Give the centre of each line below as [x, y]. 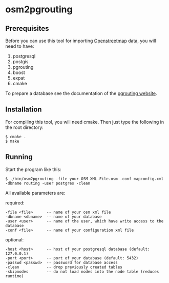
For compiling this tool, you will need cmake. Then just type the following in [85, 122]
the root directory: [24, 127]
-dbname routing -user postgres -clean [48, 183]
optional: [15, 239]
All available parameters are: [35, 193]
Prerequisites [27, 29]
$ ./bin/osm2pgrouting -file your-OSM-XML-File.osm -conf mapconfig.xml [84, 179]
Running [19, 157]
